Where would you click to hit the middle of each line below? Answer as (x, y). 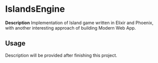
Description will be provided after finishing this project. (61, 55)
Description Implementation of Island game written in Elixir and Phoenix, (79, 23)
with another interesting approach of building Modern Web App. (71, 28)
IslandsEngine (35, 9)
